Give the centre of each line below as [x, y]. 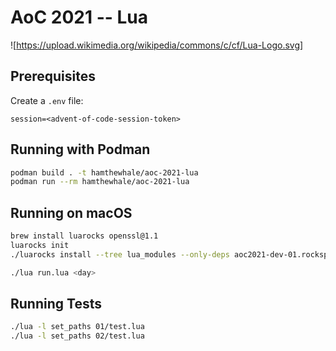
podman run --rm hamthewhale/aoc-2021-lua [100, 182]
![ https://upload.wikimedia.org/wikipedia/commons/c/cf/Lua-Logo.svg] [157, 45]
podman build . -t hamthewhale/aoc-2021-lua [104, 172]
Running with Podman [80, 149]
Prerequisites [53, 76]
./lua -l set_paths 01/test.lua [77, 327]
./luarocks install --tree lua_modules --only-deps [120, 254]
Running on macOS [71, 212]
